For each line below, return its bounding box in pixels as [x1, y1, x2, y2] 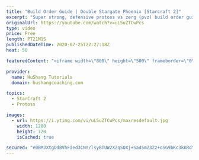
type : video [6, 25, 36, 31]
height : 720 [17, 129, 46, 135]
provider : [6, 69, 31, 75]
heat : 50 [6, 47, 28, 53]
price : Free [6, 31, 36, 37]
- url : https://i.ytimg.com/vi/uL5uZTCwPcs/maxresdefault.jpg [11, 117, 168, 123]
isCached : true [17, 134, 54, 140]
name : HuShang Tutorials [11, 74, 73, 80]
